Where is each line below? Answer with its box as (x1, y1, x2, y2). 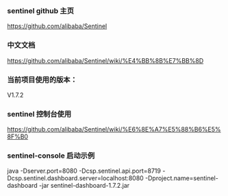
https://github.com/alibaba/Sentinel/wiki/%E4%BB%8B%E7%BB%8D (7, 56, 204, 64)
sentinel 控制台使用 (7, 109, 72, 119)
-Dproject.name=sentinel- (144, 174, 219, 182)
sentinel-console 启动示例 (7, 151, 95, 160)
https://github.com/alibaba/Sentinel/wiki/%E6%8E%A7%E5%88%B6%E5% (7, 125, 221, 134)
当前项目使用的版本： (7, 75, 77, 84)
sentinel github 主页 (7, 5, 74, 15)
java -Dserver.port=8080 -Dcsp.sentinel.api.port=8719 (7, 167, 161, 175)
